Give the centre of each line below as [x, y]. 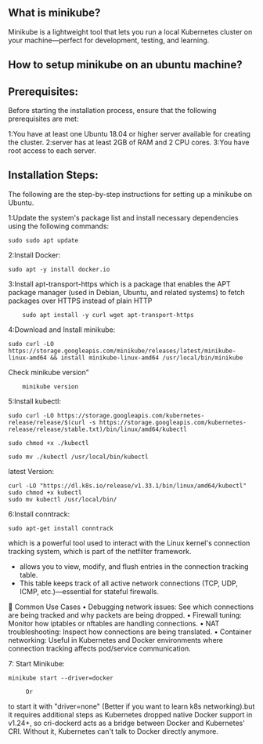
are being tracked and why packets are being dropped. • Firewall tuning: [125, 615]
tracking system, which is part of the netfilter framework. [100, 551]
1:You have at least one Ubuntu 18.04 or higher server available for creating [129, 134]
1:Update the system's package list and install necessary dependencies [123, 217]
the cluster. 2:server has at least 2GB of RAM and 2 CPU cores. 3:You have [129, 142]
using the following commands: [59, 226]
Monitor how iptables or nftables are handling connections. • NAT [114, 623]
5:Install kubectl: [34, 401]
